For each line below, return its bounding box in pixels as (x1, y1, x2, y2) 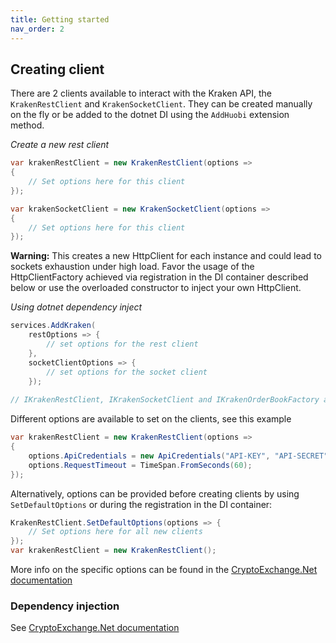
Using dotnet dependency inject (10, 301, 143, 313)
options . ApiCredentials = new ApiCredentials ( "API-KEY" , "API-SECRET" (28, 451, 329, 461)
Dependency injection (10, 599, 120, 613)
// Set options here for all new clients (28, 527, 203, 537)
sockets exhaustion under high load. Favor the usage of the (10, 261, 255, 273)
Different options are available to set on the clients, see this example (10, 413, 292, 425)
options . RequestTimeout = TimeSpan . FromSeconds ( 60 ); (28, 460, 253, 470)
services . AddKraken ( (10, 321, 97, 331)
